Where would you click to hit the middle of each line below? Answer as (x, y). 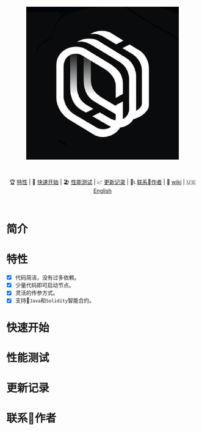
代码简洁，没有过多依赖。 (47, 278)
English (103, 191)
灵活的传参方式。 (37, 293)
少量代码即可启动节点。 (45, 285)
